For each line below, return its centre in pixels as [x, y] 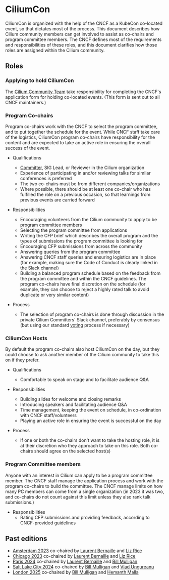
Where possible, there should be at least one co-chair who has [86, 189]
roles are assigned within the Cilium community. [55, 50]
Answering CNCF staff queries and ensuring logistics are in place [88, 257]
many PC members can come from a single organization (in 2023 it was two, [85, 491]
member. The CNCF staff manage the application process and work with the [84, 481]
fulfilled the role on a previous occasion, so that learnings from [85, 194]
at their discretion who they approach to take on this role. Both [85, 446]
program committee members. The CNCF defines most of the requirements [83, 39]
